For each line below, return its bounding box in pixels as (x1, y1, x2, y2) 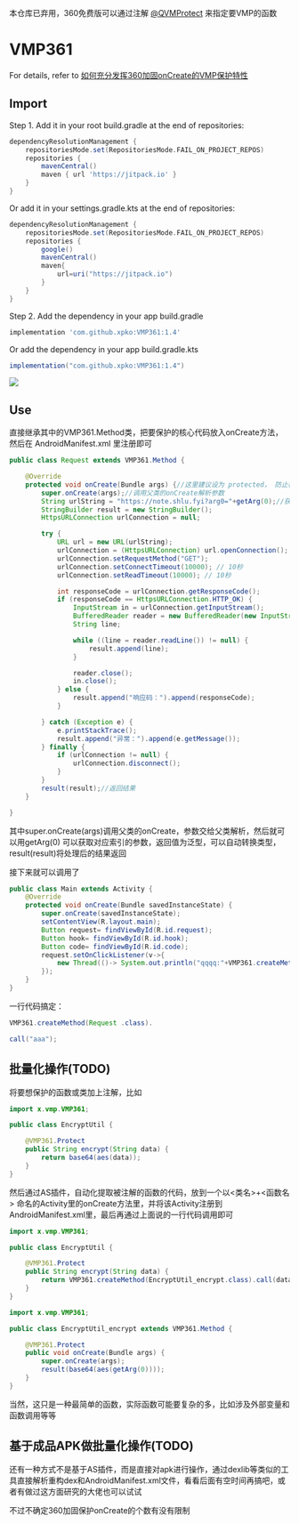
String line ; (72, 620, 122, 629)
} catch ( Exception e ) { (41, 717, 133, 727)
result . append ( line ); (88, 644, 169, 653)
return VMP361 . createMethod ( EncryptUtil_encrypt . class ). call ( (41, 1276, 277, 1285)
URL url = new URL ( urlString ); (56, 537, 174, 547)
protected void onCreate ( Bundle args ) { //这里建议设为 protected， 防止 (25, 480, 288, 489)
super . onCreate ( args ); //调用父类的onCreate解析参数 (41, 488, 225, 497)
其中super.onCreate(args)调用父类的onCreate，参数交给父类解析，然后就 (9, 826, 278, 836)
